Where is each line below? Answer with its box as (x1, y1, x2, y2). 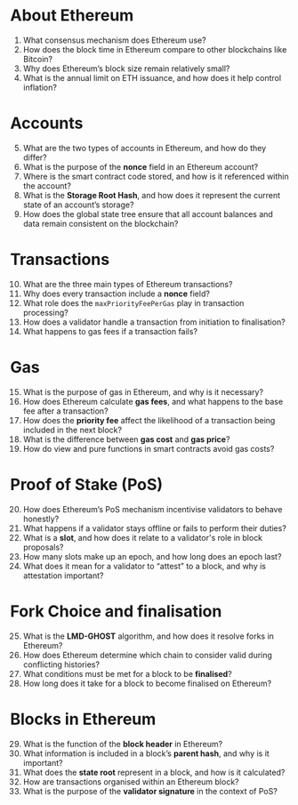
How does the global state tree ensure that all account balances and (22, 208, 274, 219)
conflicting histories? (22, 659, 101, 670)
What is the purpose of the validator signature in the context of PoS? (22, 785, 278, 796)
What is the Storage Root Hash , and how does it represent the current (22, 189, 281, 200)
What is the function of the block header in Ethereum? (22, 738, 223, 749)
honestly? (22, 513, 60, 524)
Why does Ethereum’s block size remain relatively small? (22, 63, 230, 74)
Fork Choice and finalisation (10, 601, 222, 621)
